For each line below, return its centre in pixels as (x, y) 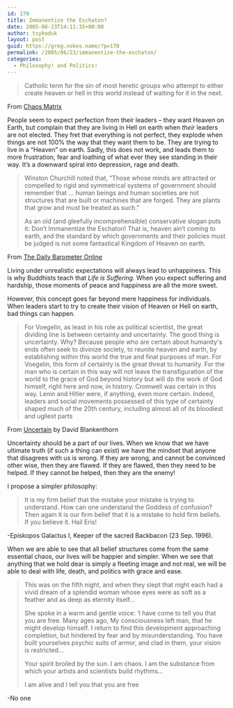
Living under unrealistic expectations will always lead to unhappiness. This (114, 270)
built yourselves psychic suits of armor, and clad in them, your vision (122, 642)
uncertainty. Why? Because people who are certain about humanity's (123, 342)
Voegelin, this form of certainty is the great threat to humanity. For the (124, 364)
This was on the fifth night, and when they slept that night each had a (123, 585)
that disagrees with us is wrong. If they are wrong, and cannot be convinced (116, 458)
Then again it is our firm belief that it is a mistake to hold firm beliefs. (122, 514)
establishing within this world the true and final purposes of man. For (123, 356)
